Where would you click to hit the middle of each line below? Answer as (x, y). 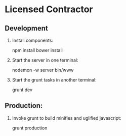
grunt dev (22, 90)
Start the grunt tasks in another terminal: (54, 80)
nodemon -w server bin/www (43, 70)
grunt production (30, 128)
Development (27, 28)
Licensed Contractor (49, 9)
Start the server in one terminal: (45, 60)
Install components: (33, 40)
